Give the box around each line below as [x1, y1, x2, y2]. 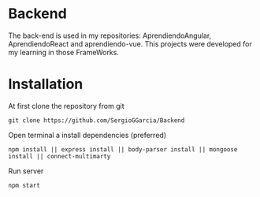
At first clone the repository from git [8, 101, 124, 110]
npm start [8, 181, 41, 189]
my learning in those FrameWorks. [8, 47, 120, 57]
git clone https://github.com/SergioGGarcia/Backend [8, 116, 185, 125]
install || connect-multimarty [8, 152, 111, 160]
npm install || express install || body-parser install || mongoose [8, 145, 238, 154]
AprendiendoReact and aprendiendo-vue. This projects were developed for [8, 39, 252, 48]
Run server [8, 166, 44, 176]
